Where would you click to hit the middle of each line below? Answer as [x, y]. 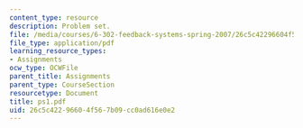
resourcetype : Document [54, 93]
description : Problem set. [60, 26]
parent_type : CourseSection [62, 85]
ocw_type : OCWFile [44, 69]
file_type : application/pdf [62, 43]
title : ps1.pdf [38, 101]
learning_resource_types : [58, 51]
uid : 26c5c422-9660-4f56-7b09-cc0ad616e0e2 [92, 110]
